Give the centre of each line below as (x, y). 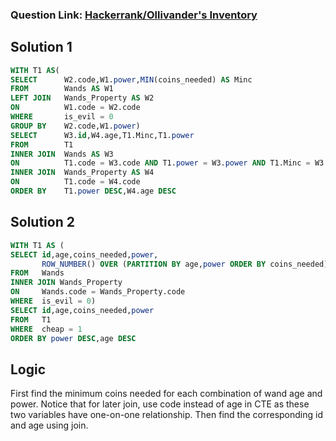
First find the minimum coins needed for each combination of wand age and (166, 394)
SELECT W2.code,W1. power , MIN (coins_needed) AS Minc (131, 79)
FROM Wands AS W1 (62, 89)
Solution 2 (42, 222)
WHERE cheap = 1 (46, 329)
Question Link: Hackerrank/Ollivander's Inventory (134, 15)
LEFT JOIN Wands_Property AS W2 (82, 98)
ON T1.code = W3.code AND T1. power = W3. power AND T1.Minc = (160, 163)
